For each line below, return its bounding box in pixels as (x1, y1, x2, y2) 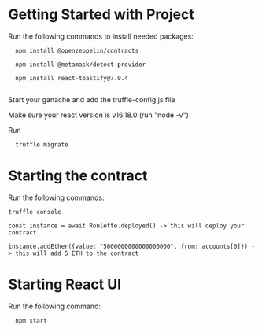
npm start (15, 316, 47, 324)
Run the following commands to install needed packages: (8, 31, 194, 41)
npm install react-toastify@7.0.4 (15, 74, 128, 82)
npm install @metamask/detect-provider (15, 61, 146, 68)
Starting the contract (8, 167, 148, 185)
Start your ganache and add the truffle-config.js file (8, 94, 175, 104)
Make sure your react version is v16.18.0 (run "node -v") (8, 110, 189, 120)
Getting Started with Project (8, 6, 194, 24)
